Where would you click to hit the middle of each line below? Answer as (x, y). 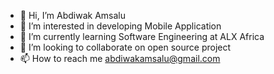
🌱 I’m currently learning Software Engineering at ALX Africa (142, 36)
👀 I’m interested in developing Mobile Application (120, 26)
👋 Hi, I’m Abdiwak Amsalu (72, 15)
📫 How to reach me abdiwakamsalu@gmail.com (120, 58)
